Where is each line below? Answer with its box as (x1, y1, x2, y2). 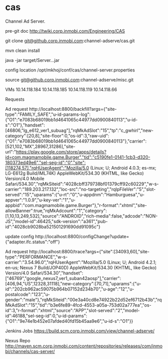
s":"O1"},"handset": (5, 122, 45, 128)
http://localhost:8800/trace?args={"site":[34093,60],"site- (29, 248, 149, 254)
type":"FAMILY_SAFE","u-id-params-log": (5, 111, 91, 117)
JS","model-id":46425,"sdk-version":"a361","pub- (5, 218, 108, 224)
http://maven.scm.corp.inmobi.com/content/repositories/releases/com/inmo (5, 343, 163, 349)
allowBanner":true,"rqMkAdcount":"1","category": (5, 207, 107, 213)
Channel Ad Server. (5, 18, 46, 24)
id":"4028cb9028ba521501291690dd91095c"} (5, 224, 101, 230)
